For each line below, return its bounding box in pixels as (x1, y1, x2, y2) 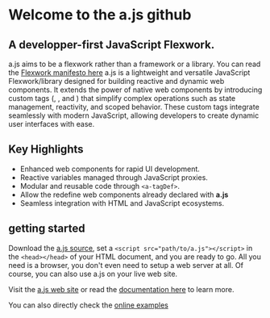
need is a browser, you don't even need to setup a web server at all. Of (8, 260, 244, 270)
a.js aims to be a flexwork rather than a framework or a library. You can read (8, 59, 261, 69)
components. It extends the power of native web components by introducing (8, 85, 263, 94)
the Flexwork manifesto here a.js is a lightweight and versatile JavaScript (8, 68, 251, 77)
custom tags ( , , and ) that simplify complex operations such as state (8, 94, 236, 103)
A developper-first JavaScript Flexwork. (8, 38, 215, 52)
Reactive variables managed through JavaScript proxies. (19, 172, 208, 182)
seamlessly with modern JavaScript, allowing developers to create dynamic (8, 111, 260, 120)
